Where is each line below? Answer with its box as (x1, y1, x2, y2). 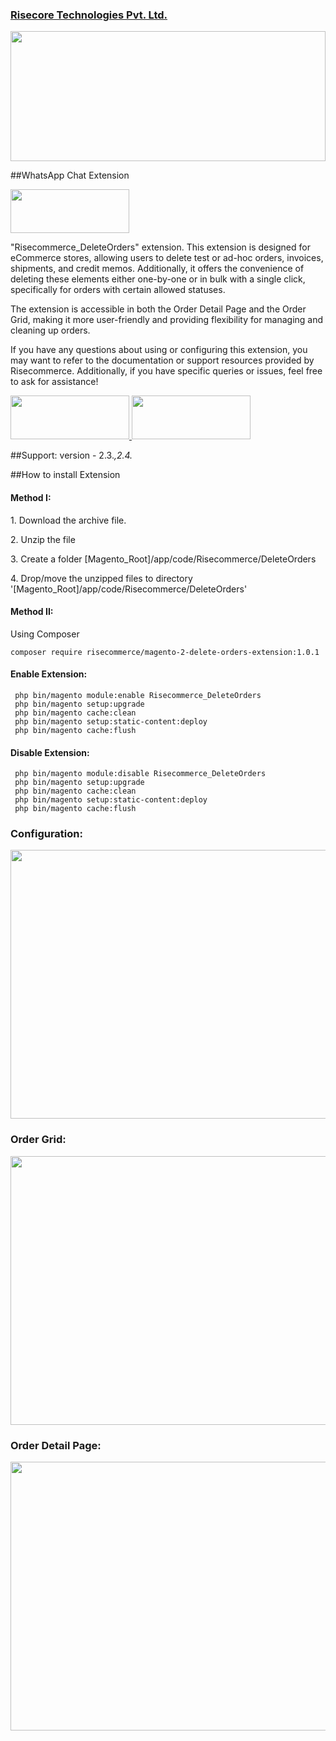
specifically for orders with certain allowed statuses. (10, 284, 226, 296)
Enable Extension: (10, 668, 88, 680)
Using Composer (10, 628, 80, 640)
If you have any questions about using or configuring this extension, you (10, 344, 308, 356)
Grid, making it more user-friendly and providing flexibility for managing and (10, 314, 324, 326)
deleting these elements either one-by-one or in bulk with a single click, (10, 273, 306, 285)
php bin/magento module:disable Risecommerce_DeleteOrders (14, 769, 267, 779)
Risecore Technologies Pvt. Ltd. (10, 8, 168, 22)
